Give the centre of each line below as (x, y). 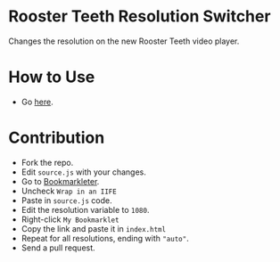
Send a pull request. (58, 248)
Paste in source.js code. (66, 200)
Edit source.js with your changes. (83, 172)
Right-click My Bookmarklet (70, 219)
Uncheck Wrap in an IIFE (69, 191)
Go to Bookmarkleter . (60, 181)
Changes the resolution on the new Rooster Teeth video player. (124, 41)
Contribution (57, 138)
